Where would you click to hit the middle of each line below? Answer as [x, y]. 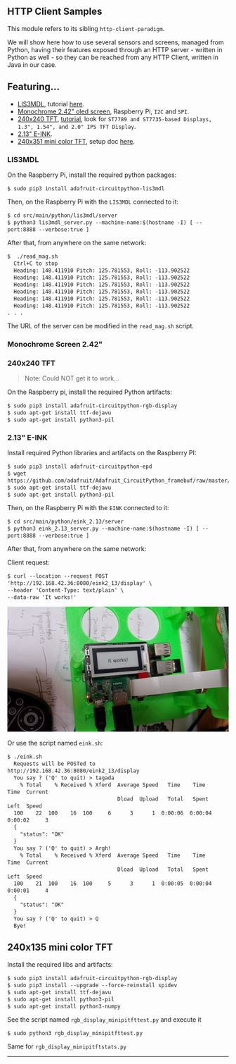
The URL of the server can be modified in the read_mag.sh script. [101, 326]
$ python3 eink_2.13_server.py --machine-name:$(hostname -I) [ [103, 529]
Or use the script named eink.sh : [55, 743]
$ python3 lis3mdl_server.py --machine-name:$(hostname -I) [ [100, 222]
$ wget [17, 474]
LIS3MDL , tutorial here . [51, 104]
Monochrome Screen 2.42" [55, 344]
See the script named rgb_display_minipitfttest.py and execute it [104, 1019]
